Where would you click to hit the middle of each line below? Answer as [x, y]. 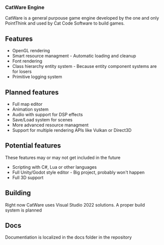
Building [18, 193]
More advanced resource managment [50, 125]
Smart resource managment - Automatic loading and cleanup [74, 56]
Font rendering [27, 61]
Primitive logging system [37, 77]
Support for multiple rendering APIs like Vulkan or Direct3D [72, 130]
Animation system [30, 109]
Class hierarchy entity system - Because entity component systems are [84, 66]
